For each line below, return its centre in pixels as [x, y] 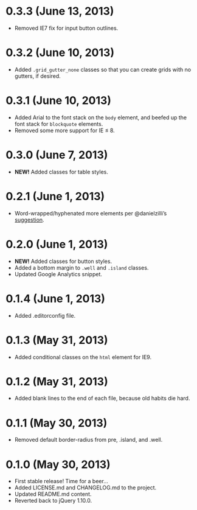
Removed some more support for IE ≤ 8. [64, 130]
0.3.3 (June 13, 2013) [60, 11]
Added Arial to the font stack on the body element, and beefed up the [101, 117]
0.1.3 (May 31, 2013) [57, 340]
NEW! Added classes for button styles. [63, 261]
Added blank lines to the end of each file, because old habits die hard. [102, 398]
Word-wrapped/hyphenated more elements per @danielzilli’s [91, 213]
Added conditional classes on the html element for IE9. [83, 357]
